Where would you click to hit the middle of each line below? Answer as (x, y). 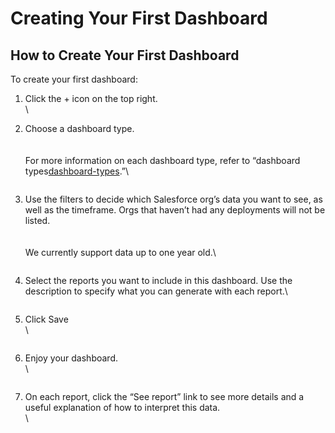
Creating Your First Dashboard (139, 18)
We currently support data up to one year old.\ (120, 252)
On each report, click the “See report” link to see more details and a (164, 396)
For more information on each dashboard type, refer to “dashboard (162, 160)
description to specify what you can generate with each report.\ (156, 291)
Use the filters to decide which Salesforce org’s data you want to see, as (173, 199)
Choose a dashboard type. (79, 128)
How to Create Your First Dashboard (125, 55)
